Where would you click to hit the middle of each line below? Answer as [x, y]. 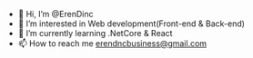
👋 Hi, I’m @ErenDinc [56, 14]
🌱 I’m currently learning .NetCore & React [95, 33]
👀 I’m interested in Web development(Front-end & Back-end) [132, 24]
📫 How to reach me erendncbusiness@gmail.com [112, 43]
